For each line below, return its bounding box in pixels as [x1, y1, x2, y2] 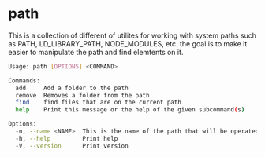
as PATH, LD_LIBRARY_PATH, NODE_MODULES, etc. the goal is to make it [8, 38, 248, 48]
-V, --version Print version [15, 142, 129, 150]
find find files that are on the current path [15, 99, 181, 107]
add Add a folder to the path [15, 84, 129, 92]
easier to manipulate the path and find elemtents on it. [8, 47, 184, 57]
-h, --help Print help [15, 134, 118, 142]
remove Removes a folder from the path [15, 91, 150, 99]
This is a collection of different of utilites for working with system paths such [8, 31, 257, 40]
